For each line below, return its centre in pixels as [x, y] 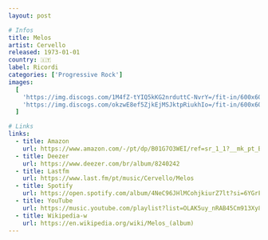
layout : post [30, 16]
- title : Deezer [42, 156]
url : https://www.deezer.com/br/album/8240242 [101, 164]
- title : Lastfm [42, 171]
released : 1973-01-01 [44, 53]
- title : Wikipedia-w [51, 216]
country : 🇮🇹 [30, 60]
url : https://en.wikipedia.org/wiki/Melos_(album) [108, 223]
